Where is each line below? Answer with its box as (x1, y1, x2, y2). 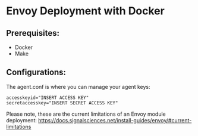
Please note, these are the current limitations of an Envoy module (6, 110, 166, 118)
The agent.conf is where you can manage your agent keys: (6, 83, 150, 90)
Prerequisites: (6, 28, 59, 38)
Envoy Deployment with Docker (6, 4, 165, 18)
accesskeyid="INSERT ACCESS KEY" (6, 94, 89, 101)
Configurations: (6, 67, 67, 78)
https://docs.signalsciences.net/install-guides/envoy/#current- (37, 116, 192, 123)
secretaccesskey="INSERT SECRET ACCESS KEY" (6, 100, 118, 106)
